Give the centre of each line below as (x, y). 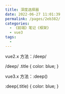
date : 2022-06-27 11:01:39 (33, 14)
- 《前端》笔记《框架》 (30, 28)
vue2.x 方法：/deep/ (26, 56)
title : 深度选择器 (22, 10)
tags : (11, 37)
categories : (17, 23)
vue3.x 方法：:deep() (26, 76)
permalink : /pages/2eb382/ (33, 19)
